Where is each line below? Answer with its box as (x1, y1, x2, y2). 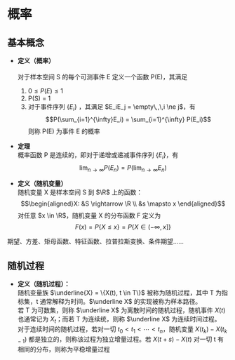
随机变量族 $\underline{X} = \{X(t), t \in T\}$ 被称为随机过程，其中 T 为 (17, 288, 222, 297)
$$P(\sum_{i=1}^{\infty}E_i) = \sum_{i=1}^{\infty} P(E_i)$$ (45, 115, 212, 124)
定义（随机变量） (17, 180, 67, 188)
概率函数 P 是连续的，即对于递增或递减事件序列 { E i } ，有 (17, 150, 179, 161)
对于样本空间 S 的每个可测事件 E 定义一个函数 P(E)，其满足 (17, 73, 188, 81)
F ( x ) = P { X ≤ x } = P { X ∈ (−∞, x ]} (74, 222, 172, 232)
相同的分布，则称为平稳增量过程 (17, 345, 110, 353)
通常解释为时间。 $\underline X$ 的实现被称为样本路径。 (39, 298, 202, 306)
